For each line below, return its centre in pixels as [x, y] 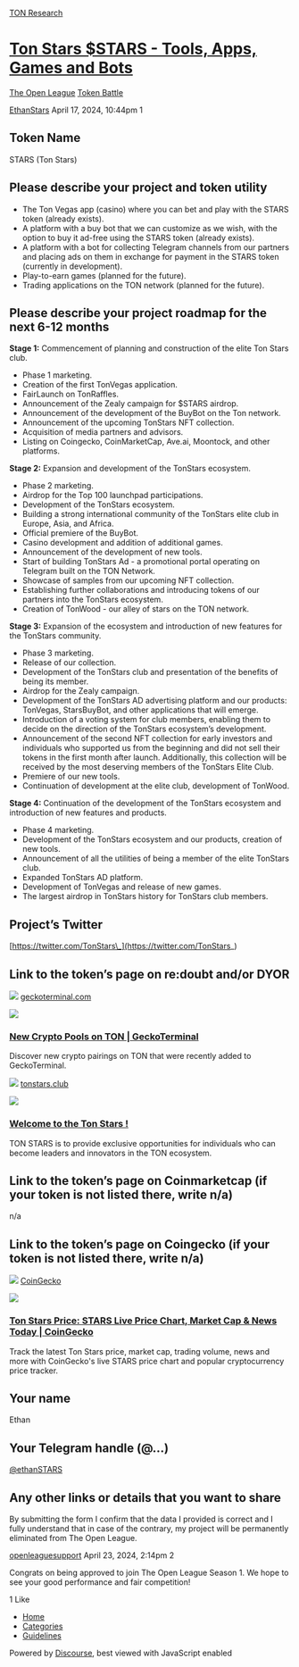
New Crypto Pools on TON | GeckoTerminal [104, 1037]
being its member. [55, 681]
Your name [40, 1398]
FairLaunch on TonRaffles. [70, 394]
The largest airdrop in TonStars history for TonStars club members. [145, 896]
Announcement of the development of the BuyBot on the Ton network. [151, 413]
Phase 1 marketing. [57, 375]
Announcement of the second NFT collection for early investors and [147, 738]
